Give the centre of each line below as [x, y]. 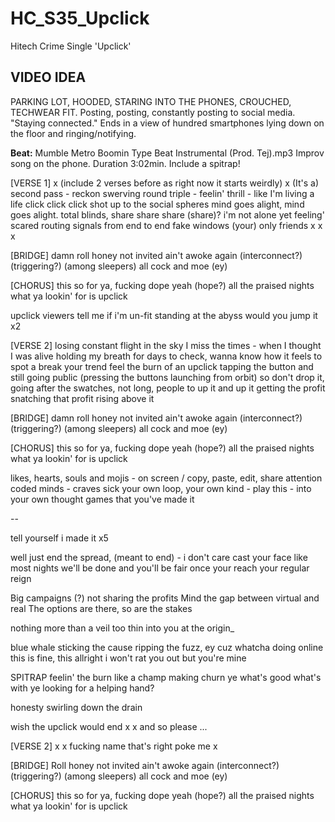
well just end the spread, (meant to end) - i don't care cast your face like [159, 557]
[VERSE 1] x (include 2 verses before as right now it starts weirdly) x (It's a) [165, 183]
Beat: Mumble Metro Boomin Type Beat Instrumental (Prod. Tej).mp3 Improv [167, 153]
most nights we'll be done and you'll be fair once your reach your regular [160, 568]
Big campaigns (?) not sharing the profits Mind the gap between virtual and [165, 598]
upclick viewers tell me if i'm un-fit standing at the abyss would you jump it [164, 315]
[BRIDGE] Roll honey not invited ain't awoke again [112, 765]
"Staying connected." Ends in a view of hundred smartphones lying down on [167, 123]
